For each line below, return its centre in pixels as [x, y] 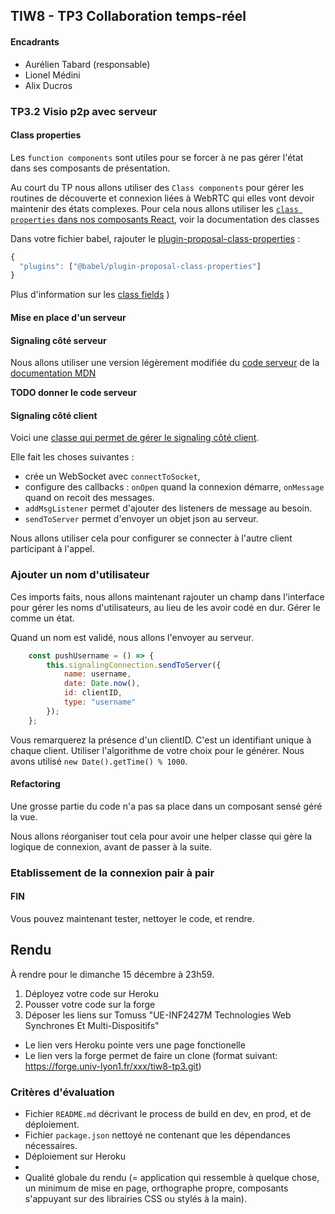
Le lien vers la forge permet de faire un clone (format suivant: [151, 1055]
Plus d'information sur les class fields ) [90, 295]
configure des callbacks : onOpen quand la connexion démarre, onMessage [174, 487]
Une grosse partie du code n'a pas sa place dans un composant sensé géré [166, 806]
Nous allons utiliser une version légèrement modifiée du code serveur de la [165, 363]
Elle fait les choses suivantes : [72, 457]
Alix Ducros [48, 85]
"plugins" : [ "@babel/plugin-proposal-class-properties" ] [140, 266]
